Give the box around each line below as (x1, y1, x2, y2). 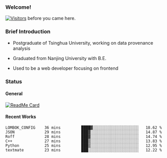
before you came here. (27, 15, 76, 22)
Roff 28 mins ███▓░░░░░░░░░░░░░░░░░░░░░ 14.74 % (5, 134, 162, 139)
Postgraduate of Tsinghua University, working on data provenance (12, 39, 153, 46)
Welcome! (5, 4, 32, 11)
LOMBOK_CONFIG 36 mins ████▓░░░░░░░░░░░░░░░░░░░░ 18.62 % (5, 125, 162, 130)
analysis (12, 45, 31, 51)
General (5, 91, 23, 97)
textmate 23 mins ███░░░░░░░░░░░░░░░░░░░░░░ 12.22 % (5, 147, 162, 152)
